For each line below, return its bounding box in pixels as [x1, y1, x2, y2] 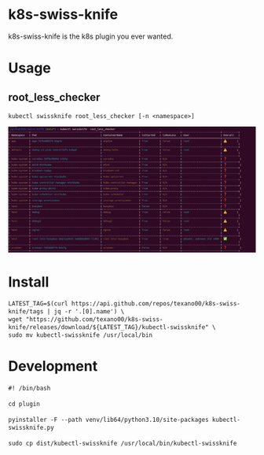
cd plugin [8, 400, 41, 409]
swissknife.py [8, 424, 55, 432]
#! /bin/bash [8, 384, 51, 393]
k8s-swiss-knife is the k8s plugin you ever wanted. [8, 31, 174, 41]
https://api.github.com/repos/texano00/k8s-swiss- [71, 300, 241, 308]
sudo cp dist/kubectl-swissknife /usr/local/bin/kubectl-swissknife [8, 439, 237, 448]
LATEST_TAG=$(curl [8, 300, 68, 308]
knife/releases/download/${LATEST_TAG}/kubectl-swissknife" [8, 324, 210, 331]
